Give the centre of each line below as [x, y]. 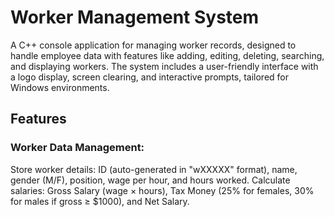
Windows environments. [60, 87]
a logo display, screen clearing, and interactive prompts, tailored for [150, 77]
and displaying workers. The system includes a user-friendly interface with [164, 66]
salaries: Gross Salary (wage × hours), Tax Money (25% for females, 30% [162, 190]
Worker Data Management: [77, 148]
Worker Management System [135, 17]
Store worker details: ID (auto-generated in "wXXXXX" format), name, [154, 169]
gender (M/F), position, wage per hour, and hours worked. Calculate [150, 180]
